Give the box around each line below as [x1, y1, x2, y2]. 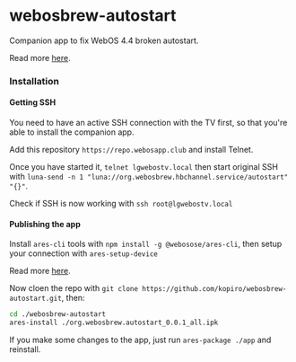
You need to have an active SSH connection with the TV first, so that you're [9, 118, 288, 128]
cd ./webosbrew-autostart [9, 310, 106, 319]
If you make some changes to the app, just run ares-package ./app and [9, 334, 272, 346]
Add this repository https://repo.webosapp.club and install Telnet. [9, 145, 254, 155]
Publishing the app [9, 218, 81, 229]
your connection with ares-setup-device [9, 248, 159, 259]
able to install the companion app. [9, 127, 135, 137]
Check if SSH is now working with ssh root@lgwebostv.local [9, 199, 233, 209]
